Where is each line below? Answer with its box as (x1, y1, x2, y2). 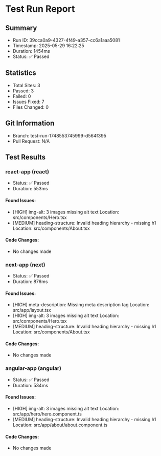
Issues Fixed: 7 (12, 98, 44, 105)
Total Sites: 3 (12, 82, 40, 88)
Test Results (5, 153, 46, 162)
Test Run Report (5, 3, 75, 15)
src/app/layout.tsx (12, 307, 51, 313)
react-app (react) (5, 168, 50, 175)
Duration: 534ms (12, 382, 49, 388)
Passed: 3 (12, 88, 34, 94)
